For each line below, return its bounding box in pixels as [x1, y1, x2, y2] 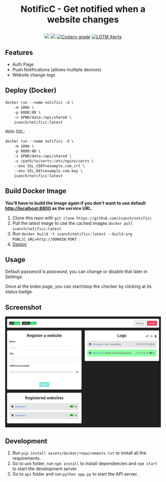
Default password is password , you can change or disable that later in [5, 268, 148, 274]
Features [5, 48, 33, 56]
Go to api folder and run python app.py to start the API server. [12, 471, 138, 477]
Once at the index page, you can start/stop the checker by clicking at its [5, 283, 152, 289]
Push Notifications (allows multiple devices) [12, 67, 102, 72]
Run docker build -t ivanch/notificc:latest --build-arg [12, 230, 132, 236]
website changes [47, 14, 119, 25]
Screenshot [5, 303, 42, 312]
